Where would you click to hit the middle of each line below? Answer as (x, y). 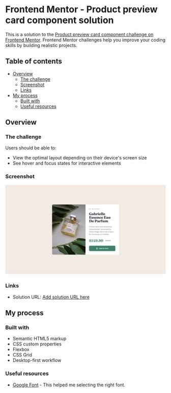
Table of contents (34, 62)
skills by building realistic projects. (41, 45)
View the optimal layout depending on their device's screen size (80, 158)
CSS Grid (22, 355)
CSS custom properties (37, 344)
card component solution (60, 20)
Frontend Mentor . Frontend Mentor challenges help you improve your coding (85, 40)
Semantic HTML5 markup (39, 339)
